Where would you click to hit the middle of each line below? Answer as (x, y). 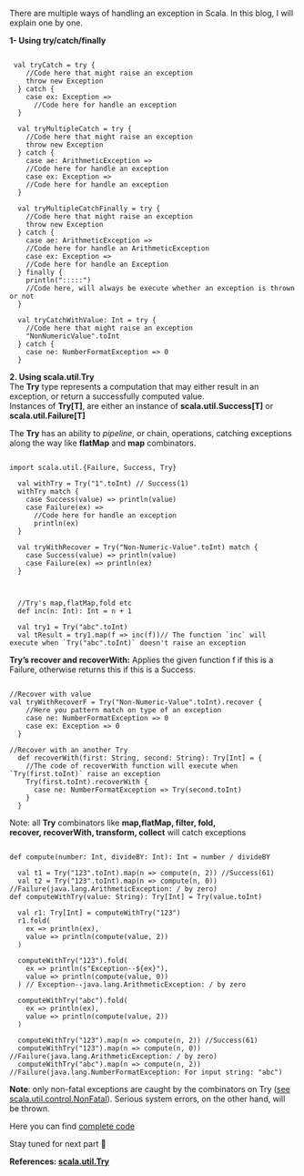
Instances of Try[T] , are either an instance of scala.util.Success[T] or (142, 406)
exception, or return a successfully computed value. (107, 396)
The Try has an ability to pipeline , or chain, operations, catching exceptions (151, 433)
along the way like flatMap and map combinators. (103, 443)
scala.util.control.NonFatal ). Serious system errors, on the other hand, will (147, 1099)
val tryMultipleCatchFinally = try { (89, 209)
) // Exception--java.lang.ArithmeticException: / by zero (132, 985)
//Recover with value (51, 694)
